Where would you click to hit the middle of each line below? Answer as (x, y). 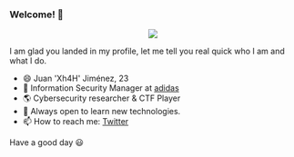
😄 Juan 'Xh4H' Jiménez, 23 (76, 78)
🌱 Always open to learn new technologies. (101, 112)
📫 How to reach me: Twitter (76, 122)
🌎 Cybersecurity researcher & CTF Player (101, 98)
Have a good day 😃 (47, 142)
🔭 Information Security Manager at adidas (101, 88)
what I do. (28, 61)
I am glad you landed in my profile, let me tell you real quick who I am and (147, 51)
